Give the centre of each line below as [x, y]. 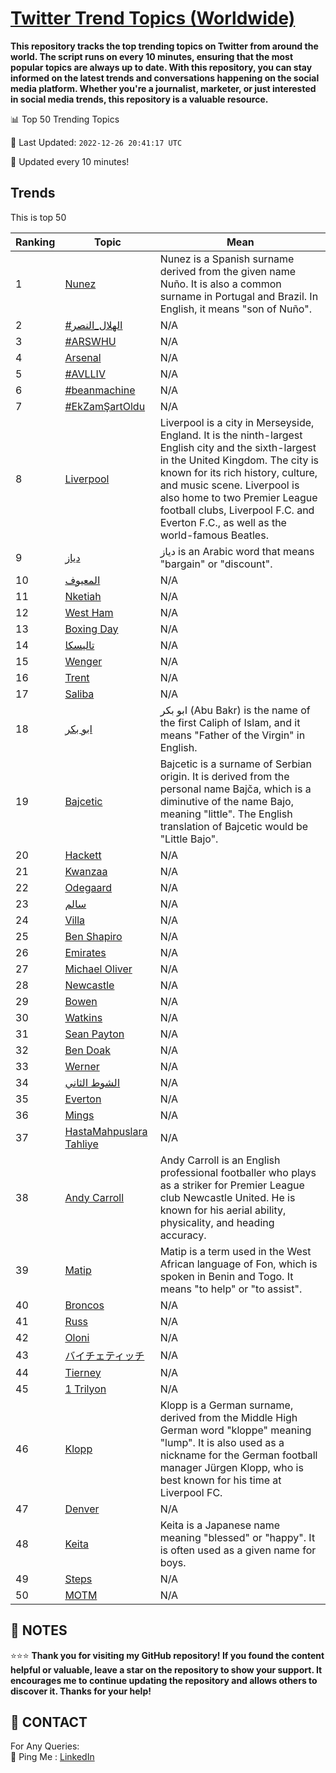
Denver [82, 1509]
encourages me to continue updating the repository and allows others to [164, 1680]
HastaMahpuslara [106, 1131]
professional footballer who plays [238, 1172]
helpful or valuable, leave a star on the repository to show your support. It [166, 1669]
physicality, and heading [217, 1222]
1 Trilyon [85, 1389]
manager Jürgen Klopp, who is [231, 1467]
